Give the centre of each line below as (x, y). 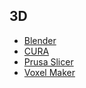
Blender (40, 40)
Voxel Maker (49, 72)
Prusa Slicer (48, 61)
